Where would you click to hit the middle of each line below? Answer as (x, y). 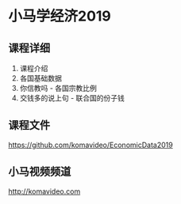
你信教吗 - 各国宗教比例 (58, 88)
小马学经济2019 (60, 16)
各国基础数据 (40, 78)
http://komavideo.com (44, 191)
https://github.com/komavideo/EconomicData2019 (90, 145)
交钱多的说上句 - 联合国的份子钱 (72, 98)
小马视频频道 (40, 172)
